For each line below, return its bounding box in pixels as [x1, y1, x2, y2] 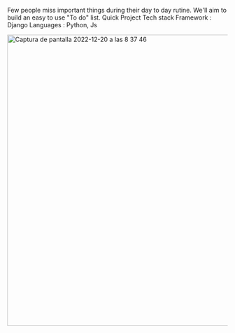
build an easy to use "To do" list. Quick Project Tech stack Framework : [7, 13, 212, 22]
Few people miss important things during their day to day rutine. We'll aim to [7, 6, 227, 14]
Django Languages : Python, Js [7, 21, 98, 29]
